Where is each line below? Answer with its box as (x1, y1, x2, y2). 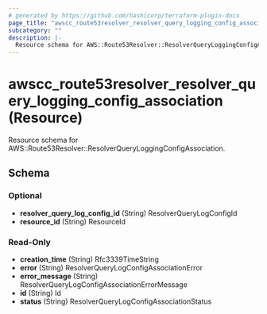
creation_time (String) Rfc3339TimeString (19, 255, 159, 264)
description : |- (8, 33, 62, 42)
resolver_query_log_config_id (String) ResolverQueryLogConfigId (19, 208, 238, 218)
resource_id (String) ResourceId (19, 216, 126, 226)
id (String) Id (19, 289, 62, 298)
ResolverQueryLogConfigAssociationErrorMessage (19, 280, 188, 289)
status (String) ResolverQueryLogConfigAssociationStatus (19, 297, 212, 306)
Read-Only (8, 236, 52, 247)
